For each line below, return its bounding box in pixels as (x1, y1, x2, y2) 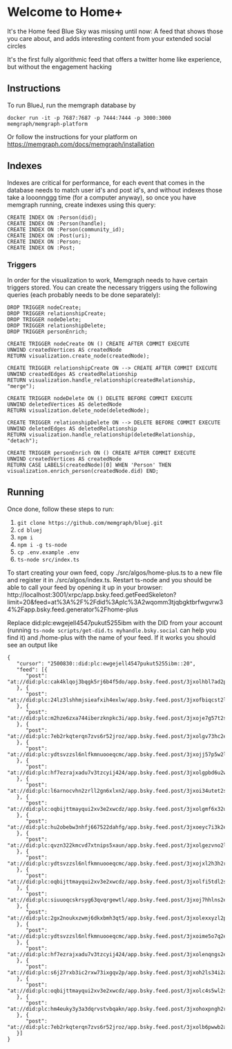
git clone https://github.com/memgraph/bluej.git (17, 519, 164, 526)
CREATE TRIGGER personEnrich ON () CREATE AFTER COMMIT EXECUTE (7, 449, 196, 456)
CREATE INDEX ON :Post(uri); (7, 232, 91, 239)
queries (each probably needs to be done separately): (7, 290, 161, 298)
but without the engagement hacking (7, 62, 113, 71)
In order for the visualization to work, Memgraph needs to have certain (7, 276, 209, 284)
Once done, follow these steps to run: (7, 505, 114, 513)
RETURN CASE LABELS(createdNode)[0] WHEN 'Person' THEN (7, 461, 171, 468)
